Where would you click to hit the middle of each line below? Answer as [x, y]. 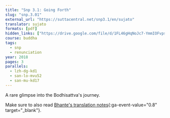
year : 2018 [17, 57]
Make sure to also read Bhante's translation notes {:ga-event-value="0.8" [81, 105]
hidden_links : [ [22, 33]
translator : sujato [26, 24]
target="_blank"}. [23, 110]
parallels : [17, 66]
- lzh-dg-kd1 [24, 71]
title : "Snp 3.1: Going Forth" [38, 10]
